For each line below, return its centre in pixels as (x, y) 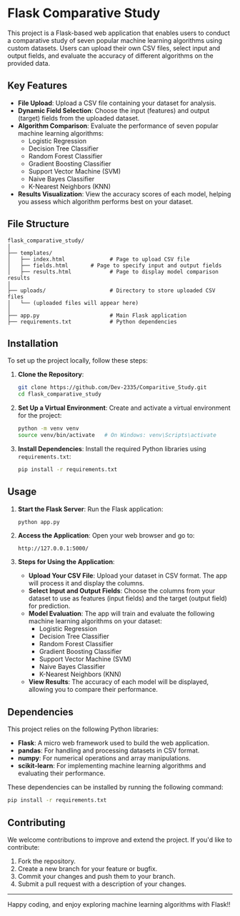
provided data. (29, 63)
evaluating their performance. (61, 773)
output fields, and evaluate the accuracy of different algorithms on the (110, 56)
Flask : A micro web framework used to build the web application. (114, 743)
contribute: (24, 847)
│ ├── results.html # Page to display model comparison (113, 272)
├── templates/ (30, 253)
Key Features (37, 86)
